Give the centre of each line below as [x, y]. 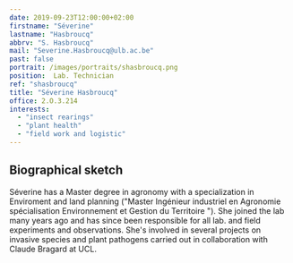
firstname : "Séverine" [52, 26]
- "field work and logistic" [72, 134]
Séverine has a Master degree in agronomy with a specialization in [132, 191]
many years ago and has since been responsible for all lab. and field [135, 220]
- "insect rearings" [56, 117]
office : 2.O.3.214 [43, 101]
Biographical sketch [66, 170]
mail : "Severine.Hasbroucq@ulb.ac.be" [82, 51]
